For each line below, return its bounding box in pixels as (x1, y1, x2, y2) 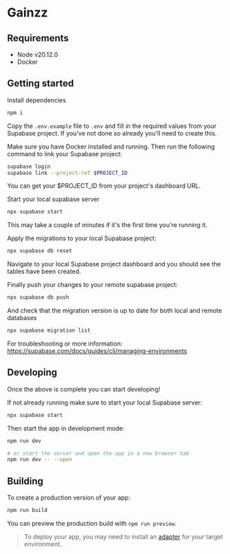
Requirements (7, 32, 69, 44)
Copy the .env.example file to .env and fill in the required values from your (7, 122, 217, 130)
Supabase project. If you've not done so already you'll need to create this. (7, 129, 217, 137)
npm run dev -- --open (7, 456, 72, 463)
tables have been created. (7, 267, 81, 276)
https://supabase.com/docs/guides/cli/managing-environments (7, 346, 187, 355)
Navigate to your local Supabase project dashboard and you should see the (7, 260, 222, 268)
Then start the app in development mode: (7, 424, 125, 432)
